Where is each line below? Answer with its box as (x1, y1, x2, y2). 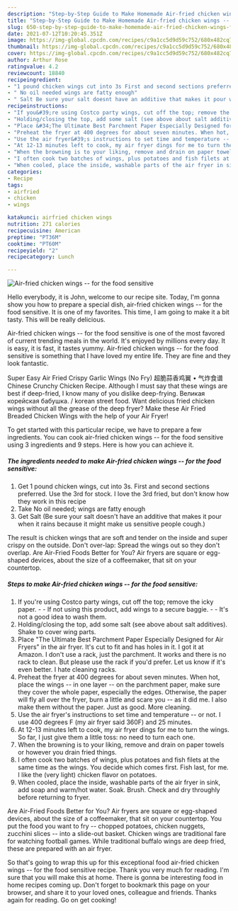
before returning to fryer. (17, 793, 91, 802)
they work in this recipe (17, 497, 86, 506)
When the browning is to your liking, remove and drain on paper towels (17, 740, 225, 749)
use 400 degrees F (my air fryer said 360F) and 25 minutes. (17, 718, 193, 726)
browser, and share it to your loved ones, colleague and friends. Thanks (7, 888, 217, 897)
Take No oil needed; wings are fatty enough (17, 505, 146, 513)
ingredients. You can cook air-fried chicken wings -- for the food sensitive (7, 433, 224, 442)
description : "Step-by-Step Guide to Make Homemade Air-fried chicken (7, 10, 220, 18)
